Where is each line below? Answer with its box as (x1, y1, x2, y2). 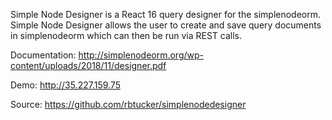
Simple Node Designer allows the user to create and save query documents (10, 19, 322, 31)
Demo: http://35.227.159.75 (10, 79, 121, 91)
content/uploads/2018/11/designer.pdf (10, 60, 167, 71)
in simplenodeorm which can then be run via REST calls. (10, 30, 243, 41)
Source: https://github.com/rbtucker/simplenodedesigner (10, 99, 247, 110)
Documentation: (10, 49, 77, 61)
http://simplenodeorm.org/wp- (78, 49, 205, 61)
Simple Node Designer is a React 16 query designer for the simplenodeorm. (10, 9, 322, 20)
